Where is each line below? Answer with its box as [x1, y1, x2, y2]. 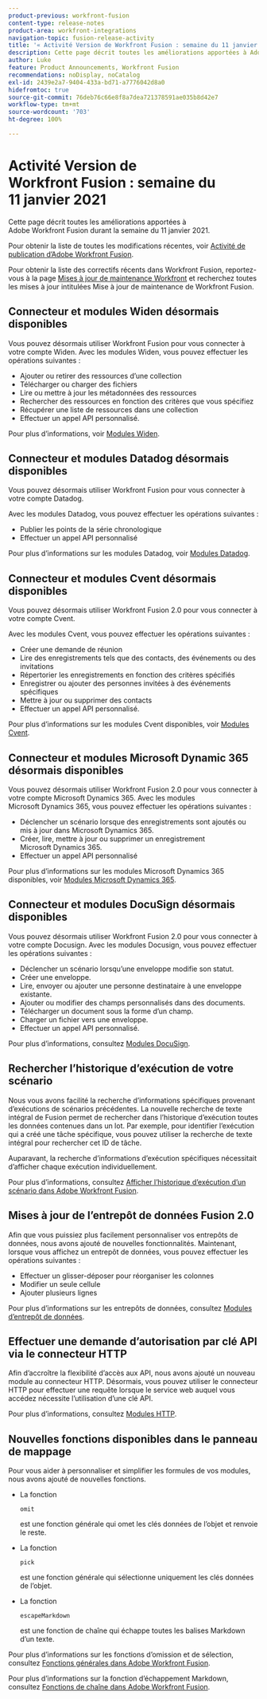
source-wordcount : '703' [8, 108, 91, 116]
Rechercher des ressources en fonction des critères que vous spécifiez [19, 396, 254, 406]
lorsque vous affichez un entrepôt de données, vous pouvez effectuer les [8, 1247, 249, 1257]
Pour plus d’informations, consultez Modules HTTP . [8, 1409, 177, 1419]
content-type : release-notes [8, 19, 105, 27]
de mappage [8, 1445, 72, 1458]
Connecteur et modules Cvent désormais [8, 572, 217, 585]
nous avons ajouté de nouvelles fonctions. [8, 1474, 147, 1484]
